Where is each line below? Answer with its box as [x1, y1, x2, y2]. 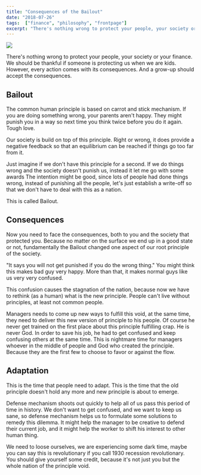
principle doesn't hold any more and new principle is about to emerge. [6, 388, 179, 395]
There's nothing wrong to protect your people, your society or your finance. [6, 53, 193, 60]
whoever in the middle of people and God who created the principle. [6, 342, 175, 349]
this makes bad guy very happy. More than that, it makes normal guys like [6, 268, 188, 275]
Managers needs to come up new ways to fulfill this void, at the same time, [6, 310, 191, 317]
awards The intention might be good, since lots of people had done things [6, 173, 188, 180]
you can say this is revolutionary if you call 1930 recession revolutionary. [6, 449, 185, 456]
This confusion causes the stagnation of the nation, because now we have [6, 286, 190, 293]
